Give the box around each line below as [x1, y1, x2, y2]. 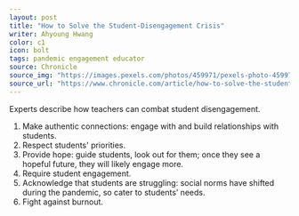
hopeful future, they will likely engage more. [21, 158, 184, 169]
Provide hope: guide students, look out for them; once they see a [21, 148, 261, 160]
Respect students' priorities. [21, 140, 126, 150]
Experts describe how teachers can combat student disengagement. [9, 103, 261, 114]
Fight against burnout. [21, 196, 104, 207]
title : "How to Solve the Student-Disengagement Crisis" [9, 21, 225, 30]
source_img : [9, 71, 53, 80]
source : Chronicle [9, 63, 77, 72]
